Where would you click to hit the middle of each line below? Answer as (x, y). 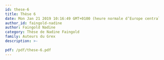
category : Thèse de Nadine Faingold (42, 32)
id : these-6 (17, 9)
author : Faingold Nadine (30, 28)
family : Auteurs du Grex (30, 37)
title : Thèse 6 (20, 14)
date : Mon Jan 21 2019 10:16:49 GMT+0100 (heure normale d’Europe (74, 18)
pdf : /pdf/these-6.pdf (28, 50)
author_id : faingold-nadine (34, 23)
